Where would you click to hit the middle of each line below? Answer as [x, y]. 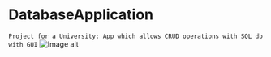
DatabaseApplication [81, 15]
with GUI [23, 45]
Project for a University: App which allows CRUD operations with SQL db [136, 36]
